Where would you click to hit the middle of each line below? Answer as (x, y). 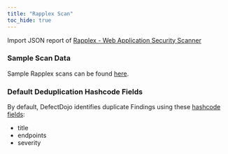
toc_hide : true (29, 20)
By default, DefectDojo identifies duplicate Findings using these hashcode (114, 107)
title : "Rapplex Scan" (40, 14)
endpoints (32, 135)
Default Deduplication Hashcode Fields (75, 92)
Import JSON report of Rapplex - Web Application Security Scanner (104, 40)
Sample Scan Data (39, 58)
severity (29, 143)
